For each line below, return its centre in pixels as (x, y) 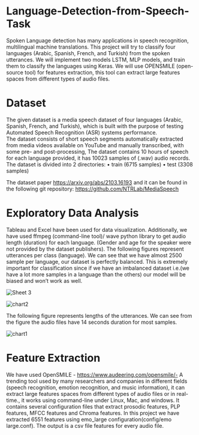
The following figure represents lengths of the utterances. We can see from (99, 315)
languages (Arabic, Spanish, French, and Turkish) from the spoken (88, 53)
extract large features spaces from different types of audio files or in (91, 394)
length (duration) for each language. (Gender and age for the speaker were (99, 242)
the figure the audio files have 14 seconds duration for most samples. (92, 322)
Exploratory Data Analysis (73, 213)
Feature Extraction (53, 358)
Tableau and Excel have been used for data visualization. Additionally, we (97, 230)
